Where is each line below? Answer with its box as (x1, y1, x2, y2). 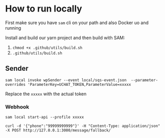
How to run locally (5, 3, 82, 15)
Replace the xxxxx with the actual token (5, 91, 87, 97)
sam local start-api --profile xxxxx (5, 115, 84, 120)
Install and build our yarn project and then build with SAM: (5, 35, 125, 41)
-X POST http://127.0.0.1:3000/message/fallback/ (5, 128, 111, 133)
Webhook (5, 103, 29, 110)
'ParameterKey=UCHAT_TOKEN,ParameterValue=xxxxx (27, 82, 131, 87)
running (5, 25, 22, 31)
